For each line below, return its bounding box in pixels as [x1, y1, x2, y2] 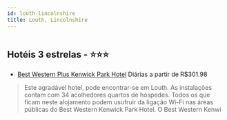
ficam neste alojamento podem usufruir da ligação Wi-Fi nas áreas [23, 98, 214, 106]
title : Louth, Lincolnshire [7, 16, 88, 23]
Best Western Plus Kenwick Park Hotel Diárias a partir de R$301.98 [17, 70, 208, 79]
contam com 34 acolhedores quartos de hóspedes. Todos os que [23, 91, 210, 99]
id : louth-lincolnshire [7, 10, 76, 17]
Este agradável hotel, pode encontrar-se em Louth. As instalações [23, 84, 213, 92]
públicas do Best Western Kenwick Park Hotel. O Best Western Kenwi [23, 106, 221, 114]
